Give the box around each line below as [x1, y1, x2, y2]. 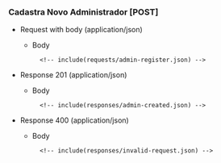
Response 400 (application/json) [19, 115, 129, 125]
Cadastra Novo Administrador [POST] [8, 6, 159, 18]
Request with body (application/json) [19, 25, 143, 35]
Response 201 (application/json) [19, 70, 127, 80]
